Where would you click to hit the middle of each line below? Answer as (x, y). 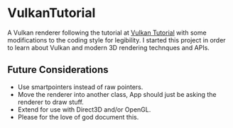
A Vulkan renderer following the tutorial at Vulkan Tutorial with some (107, 33)
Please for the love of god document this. (78, 117)
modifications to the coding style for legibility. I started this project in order (116, 40)
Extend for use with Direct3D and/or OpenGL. (84, 109)
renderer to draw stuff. (50, 102)
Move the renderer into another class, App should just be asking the (117, 94)
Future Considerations (58, 70)
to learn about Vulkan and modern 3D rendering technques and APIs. (108, 47)
